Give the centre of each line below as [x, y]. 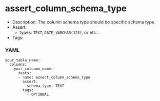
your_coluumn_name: [34, 69]
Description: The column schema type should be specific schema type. [84, 22]
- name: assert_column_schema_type [54, 78]
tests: [25, 73]
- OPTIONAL [38, 95]
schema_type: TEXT [45, 86]
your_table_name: [23, 61]
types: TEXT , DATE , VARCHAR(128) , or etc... [60, 32]
